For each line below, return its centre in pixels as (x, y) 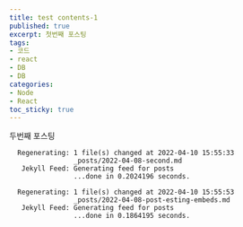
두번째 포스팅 (32, 136)
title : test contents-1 (54, 17)
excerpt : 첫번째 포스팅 (48, 34)
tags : (19, 43)
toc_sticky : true (42, 109)
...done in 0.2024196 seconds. (132, 177)
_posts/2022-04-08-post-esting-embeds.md (152, 200)
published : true (39, 26)
